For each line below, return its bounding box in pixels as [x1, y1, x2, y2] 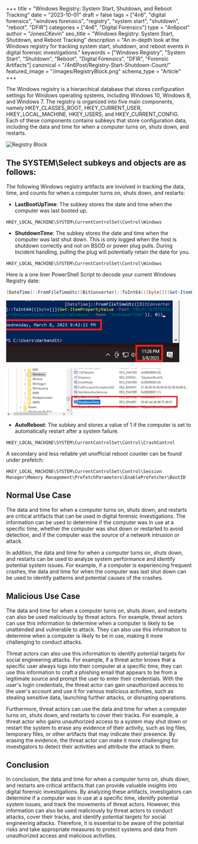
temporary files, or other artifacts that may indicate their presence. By [6, 730, 176, 738]
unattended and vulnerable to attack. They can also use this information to [6, 626, 187, 633]
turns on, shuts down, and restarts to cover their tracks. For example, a [6, 712, 179, 719]
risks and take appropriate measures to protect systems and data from [6, 826, 177, 833]
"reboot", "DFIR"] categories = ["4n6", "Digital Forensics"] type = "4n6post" [6, 24, 190, 31]
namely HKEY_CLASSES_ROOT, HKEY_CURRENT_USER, [6, 105, 143, 111]
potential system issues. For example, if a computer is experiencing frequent [6, 561, 192, 569]
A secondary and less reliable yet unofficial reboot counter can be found [6, 450, 182, 457]
